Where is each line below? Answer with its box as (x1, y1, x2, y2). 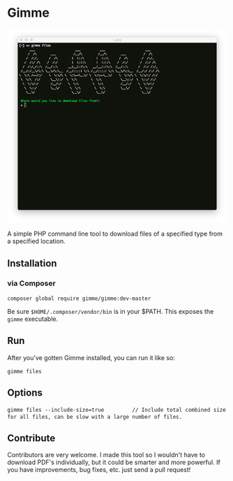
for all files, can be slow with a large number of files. (7, 413, 183, 420)
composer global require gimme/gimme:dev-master (7, 295, 151, 302)
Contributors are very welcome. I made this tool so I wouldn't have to (7, 451, 206, 459)
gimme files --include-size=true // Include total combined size (7, 406, 227, 413)
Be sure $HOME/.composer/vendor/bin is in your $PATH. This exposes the (7, 307, 214, 315)
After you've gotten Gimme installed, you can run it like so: (7, 353, 176, 361)
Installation (7, 257, 57, 269)
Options (7, 387, 43, 399)
